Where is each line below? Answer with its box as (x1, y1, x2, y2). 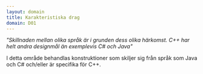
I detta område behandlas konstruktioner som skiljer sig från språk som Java (6, 55, 198, 62)
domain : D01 (6, 20, 36, 26)
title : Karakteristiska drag (6, 14, 80, 20)
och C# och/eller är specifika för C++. (6, 61, 101, 68)
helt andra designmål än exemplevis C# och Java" (6, 43, 133, 50)
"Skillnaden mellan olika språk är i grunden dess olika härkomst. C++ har (6, 37, 190, 44)
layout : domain (6, 8, 45, 15)
